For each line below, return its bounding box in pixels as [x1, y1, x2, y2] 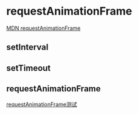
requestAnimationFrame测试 [6, 101, 77, 108]
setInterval [6, 42, 49, 52]
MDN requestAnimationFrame [6, 24, 81, 32]
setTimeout [6, 63, 51, 73]
